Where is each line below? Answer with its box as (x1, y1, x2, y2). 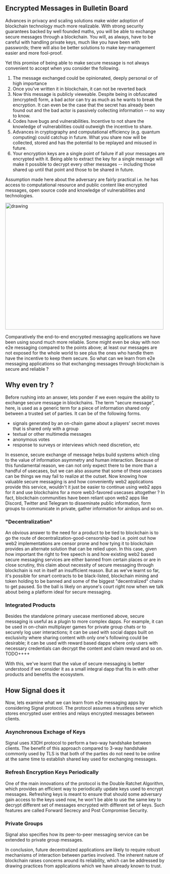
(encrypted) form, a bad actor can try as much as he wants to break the (12, 96, 162, 102)
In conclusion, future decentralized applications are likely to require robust (5, 847, 160, 853)
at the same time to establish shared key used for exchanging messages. (5, 756, 157, 762)
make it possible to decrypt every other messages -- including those (12, 161, 156, 167)
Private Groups (5, 820, 43, 827)
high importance (12, 80, 47, 86)
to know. (12, 113, 31, 119)
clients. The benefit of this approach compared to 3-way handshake (5, 745, 148, 751)
